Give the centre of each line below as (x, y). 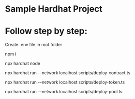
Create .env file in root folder (34, 45)
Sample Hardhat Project (54, 9)
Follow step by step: (46, 31)
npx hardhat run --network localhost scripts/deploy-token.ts (65, 82)
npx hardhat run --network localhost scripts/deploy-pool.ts (64, 92)
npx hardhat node (22, 64)
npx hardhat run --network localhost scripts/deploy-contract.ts (68, 73)
